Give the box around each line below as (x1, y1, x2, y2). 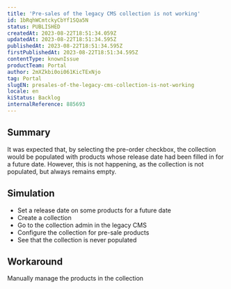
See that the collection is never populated (17, 235, 137, 244)
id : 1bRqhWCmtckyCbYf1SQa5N (7, 17, 89, 24)
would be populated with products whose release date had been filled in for (7, 153, 224, 161)
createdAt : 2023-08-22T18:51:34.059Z (7, 29, 117, 37)
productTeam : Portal (7, 62, 67, 69)
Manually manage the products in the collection (7, 274, 144, 283)
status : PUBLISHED (7, 23, 61, 30)
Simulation (7, 187, 55, 199)
